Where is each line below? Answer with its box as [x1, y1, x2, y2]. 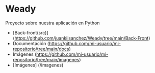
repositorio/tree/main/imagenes [12, 56, 80, 62]
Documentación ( [12, 40, 49, 46]
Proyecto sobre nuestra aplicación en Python [5, 20, 100, 26]
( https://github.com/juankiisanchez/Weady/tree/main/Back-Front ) [12, 35, 150, 41]
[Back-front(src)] [12, 29, 48, 35]
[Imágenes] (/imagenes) [12, 62, 64, 68]
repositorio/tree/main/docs [12, 46, 69, 52]
